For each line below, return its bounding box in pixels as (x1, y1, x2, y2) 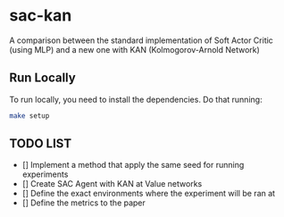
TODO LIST (9, 136, 72, 152)
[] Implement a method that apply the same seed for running (21, 160, 245, 171)
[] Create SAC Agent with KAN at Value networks (21, 179, 203, 189)
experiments (21, 169, 69, 179)
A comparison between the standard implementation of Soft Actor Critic (9, 35, 274, 46)
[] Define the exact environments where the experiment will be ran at (21, 188, 275, 199)
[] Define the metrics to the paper (21, 197, 146, 208)
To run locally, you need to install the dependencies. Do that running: (9, 94, 263, 104)
